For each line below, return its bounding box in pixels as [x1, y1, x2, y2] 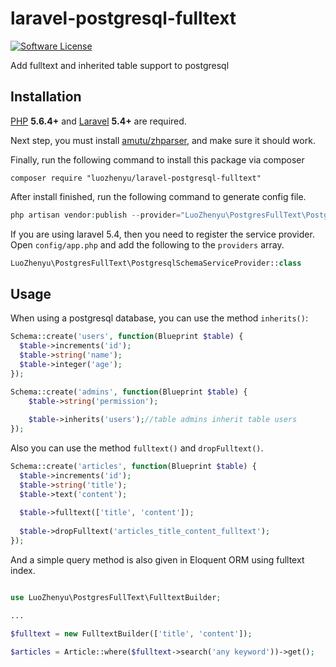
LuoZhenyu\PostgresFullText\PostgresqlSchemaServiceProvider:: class [10, 258, 302, 268]
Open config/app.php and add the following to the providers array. [10, 238, 285, 251]
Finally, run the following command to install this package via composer [10, 153, 305, 166]
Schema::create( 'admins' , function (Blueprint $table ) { [10, 387, 248, 397]
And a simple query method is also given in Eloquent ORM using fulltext [10, 553, 305, 566]
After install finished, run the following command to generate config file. [10, 190, 307, 202]
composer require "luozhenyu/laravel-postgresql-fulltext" [10, 173, 262, 183]
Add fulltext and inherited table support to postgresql [10, 59, 230, 71]
